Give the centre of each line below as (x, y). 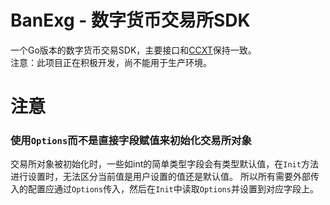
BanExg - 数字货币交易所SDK (130, 20)
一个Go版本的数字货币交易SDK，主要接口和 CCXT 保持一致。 (133, 50)
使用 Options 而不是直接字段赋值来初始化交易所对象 (131, 141)
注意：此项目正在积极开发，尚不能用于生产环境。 (111, 62)
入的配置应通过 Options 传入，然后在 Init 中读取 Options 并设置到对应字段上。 (164, 189)
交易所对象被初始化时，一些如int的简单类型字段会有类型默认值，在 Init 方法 (164, 164)
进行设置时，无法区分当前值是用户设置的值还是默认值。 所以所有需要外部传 (165, 177)
